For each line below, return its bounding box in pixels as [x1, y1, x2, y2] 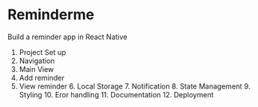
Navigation [18, 56, 55, 65]
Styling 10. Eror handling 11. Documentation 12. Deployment [18, 89, 214, 99]
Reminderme [7, 6, 95, 24]
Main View [18, 64, 54, 73]
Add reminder [18, 73, 65, 82]
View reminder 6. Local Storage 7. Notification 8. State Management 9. [18, 81, 251, 91]
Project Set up [18, 47, 66, 57]
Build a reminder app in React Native [7, 32, 128, 42]
